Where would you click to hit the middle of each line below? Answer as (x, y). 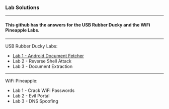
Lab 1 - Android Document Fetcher (48, 55)
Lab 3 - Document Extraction (43, 66)
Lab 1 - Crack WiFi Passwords (44, 90)
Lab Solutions (22, 7)
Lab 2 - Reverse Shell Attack (42, 61)
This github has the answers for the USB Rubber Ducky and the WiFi (78, 24)
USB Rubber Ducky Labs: (31, 46)
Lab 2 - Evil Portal (31, 95)
